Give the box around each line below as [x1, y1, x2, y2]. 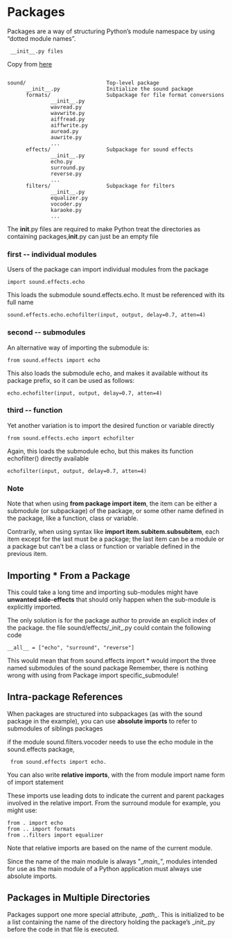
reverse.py [51, 170, 82, 177]
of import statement [7, 778, 64, 786]
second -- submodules [7, 328, 86, 337]
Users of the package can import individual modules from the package [7, 265, 209, 274]
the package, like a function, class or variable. [7, 514, 139, 523]
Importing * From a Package [7, 569, 130, 582]
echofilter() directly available [7, 454, 89, 463]
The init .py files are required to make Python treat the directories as [7, 224, 201, 233]
